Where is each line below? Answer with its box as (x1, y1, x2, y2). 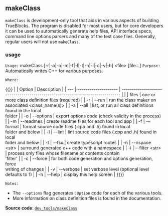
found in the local (5, 108, 41, 114)
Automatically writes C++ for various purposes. (5, 68, 103, 74)
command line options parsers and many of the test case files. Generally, (5, 33, 156, 39)
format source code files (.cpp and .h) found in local (22, 124, 130, 130)
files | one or (129, 92, 156, 98)
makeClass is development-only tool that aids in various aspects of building (5, 17, 159, 23)
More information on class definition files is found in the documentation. (12, 195, 161, 201)
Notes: (5, 181, 19, 186)
